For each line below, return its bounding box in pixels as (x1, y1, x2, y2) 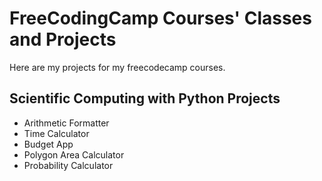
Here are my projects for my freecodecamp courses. (9, 61, 226, 73)
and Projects (9, 28, 117, 51)
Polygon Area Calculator (23, 148, 125, 161)
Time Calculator (23, 127, 90, 139)
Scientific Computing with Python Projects (9, 90, 281, 107)
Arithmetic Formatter (23, 117, 110, 129)
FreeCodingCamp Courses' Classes (9, 7, 312, 30)
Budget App (23, 138, 74, 150)
